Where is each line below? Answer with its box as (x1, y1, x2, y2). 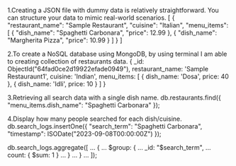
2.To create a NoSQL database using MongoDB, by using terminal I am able (7, 49, 227, 58)
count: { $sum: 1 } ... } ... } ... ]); (7, 151, 98, 159)
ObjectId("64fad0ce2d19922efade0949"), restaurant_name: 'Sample (7, 65, 209, 73)
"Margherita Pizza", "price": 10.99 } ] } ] (7, 36, 123, 45)
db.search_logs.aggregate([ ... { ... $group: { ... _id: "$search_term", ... (7, 143, 211, 151)
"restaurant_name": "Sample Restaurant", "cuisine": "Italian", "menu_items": (7, 21, 229, 29)
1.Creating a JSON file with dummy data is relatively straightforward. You (7, 6, 220, 14)
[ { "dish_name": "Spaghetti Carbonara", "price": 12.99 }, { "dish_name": (7, 28, 218, 37)
